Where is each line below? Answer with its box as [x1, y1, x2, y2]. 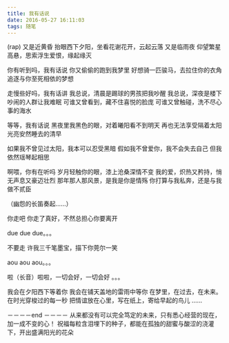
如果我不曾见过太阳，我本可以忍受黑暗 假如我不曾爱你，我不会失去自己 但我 [7, 144, 222, 153]
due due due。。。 [7, 229, 55, 237]
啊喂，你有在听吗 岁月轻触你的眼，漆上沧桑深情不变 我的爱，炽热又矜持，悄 [7, 168, 222, 176]
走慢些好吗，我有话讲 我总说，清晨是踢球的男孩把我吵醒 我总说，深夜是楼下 [7, 89, 222, 97]
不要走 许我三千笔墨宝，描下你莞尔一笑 [7, 244, 118, 252]
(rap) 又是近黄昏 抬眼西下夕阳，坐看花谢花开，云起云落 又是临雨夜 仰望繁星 [7, 43, 221, 51]
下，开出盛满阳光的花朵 [7, 329, 74, 337]
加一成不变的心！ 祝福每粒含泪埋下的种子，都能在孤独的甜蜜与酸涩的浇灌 [7, 320, 215, 328]
